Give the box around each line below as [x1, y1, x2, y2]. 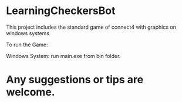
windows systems [6, 29, 50, 36]
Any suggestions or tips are [6, 73, 144, 86]
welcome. [6, 86, 55, 99]
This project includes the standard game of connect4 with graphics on [6, 23, 176, 30]
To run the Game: [6, 41, 48, 48]
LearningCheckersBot [6, 4, 116, 18]
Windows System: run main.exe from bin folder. [6, 52, 121, 59]
